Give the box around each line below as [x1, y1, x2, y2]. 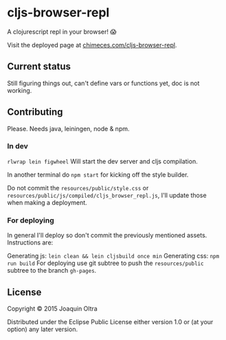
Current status [7, 60, 71, 73]
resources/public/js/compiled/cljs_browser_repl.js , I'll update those [7, 191, 207, 199]
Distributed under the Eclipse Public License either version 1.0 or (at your [7, 317, 214, 326]
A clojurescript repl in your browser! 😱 [7, 27, 117, 36]
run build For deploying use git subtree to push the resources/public [7, 259, 204, 267]
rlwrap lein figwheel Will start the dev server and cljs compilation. [7, 157, 198, 166]
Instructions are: [7, 238, 54, 247]
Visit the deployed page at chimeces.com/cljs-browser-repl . [7, 41, 177, 49]
